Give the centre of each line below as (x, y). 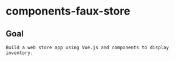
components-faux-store (68, 11)
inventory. (19, 53)
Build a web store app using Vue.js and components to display (87, 47)
